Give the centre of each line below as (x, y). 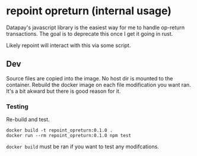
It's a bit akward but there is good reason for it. (63, 91)
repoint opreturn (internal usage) (89, 11)
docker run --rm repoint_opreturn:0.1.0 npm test (69, 136)
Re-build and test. (28, 120)
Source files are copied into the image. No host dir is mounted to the (90, 78)
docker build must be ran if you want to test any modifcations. (82, 146)
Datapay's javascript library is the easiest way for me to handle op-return (96, 27)
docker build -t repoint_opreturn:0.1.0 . (59, 130)
